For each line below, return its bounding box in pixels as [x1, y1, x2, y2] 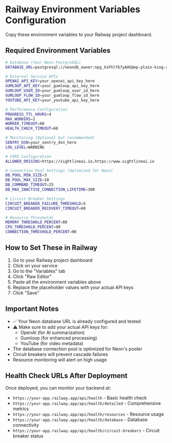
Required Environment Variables [5, 46, 111, 55]
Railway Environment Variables [5, 4, 141, 15]
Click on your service [12, 262, 58, 268]
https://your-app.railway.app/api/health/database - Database [12, 416, 148, 423]
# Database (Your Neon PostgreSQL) [5, 60, 81, 65]
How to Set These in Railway [5, 243, 98, 252]
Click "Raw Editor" [12, 273, 52, 280]
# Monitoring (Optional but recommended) [5, 135, 95, 140]
